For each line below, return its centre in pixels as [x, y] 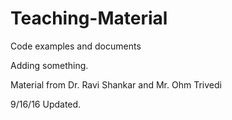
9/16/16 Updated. [46, 104]
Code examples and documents [76, 46]
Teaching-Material [89, 18]
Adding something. [49, 65]
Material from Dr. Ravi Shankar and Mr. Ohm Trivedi [116, 84]
